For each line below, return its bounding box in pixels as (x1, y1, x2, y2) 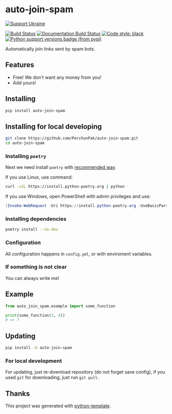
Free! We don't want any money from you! (12, 74, 101, 80)
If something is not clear (5, 264, 67, 271)
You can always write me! (5, 275, 60, 281)
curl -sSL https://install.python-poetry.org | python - (5, 184, 130, 189)
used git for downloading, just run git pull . (5, 375, 99, 381)
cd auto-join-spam (5, 141, 45, 146)
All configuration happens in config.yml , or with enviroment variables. (5, 251, 153, 257)
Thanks (5, 389, 30, 398)
